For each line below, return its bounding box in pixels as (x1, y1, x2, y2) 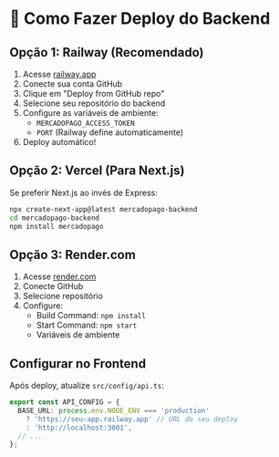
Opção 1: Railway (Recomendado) (9, 45, 204, 60)
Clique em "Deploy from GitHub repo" (22, 88, 165, 99)
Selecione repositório (22, 291, 103, 302)
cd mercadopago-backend (9, 213, 100, 223)
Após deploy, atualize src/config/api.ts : (9, 380, 164, 391)
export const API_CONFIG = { (9, 398, 120, 407)
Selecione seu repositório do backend (22, 98, 166, 109)
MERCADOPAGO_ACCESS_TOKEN (36, 119, 135, 128)
